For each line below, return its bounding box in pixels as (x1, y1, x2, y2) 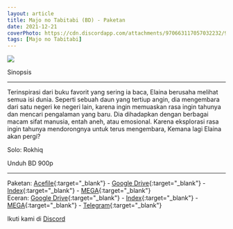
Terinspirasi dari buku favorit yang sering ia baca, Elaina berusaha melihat (7, 88, 218, 96)
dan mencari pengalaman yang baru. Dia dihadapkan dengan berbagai (7, 110, 209, 119)
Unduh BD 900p (7, 159, 53, 167)
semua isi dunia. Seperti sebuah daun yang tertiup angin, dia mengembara (7, 95, 220, 104)
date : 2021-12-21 (7, 23, 58, 30)
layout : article (7, 10, 54, 17)
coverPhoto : (7, 29, 42, 37)
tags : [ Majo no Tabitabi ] (7, 36, 82, 43)
